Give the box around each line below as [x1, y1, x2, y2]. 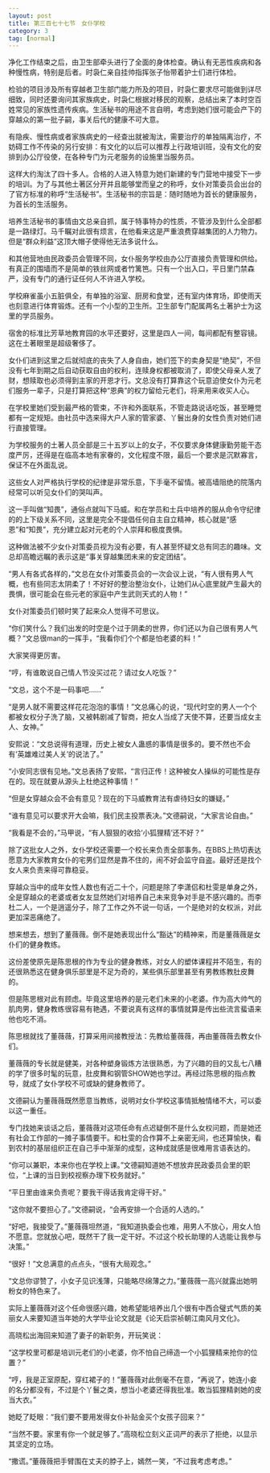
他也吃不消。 [8, 1015, 51, 1024]
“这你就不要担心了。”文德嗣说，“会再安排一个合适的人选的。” [8, 1205, 204, 1214]
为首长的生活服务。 [8, 199, 72, 210]
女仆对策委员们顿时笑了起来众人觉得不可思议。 [8, 606, 163, 616]
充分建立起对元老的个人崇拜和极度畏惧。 [52, 525, 187, 534]
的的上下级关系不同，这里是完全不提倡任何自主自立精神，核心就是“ [8, 515, 231, 525]
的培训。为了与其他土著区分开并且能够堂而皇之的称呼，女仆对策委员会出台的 [8, 179, 262, 189]
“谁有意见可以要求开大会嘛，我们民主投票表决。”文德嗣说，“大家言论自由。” [8, 811, 253, 820]
